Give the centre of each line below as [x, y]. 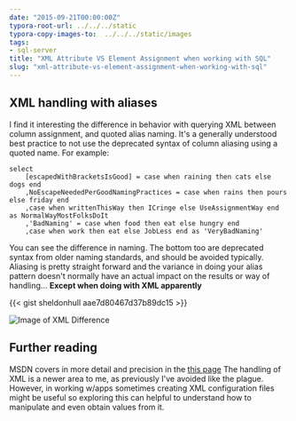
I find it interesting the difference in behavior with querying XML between [143, 124]
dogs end [25, 184]
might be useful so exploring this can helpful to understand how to [131, 397]
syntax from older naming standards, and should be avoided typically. [136, 257]
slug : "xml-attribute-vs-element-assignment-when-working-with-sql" [138, 68]
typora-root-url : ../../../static [73, 26]
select [21, 169]
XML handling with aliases [83, 103]
